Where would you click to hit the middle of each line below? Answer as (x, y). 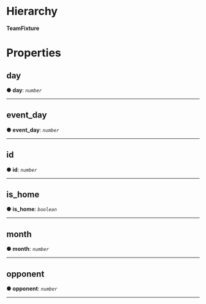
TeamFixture (23, 28)
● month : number (28, 249)
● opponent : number (32, 288)
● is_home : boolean (32, 209)
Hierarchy (32, 11)
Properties (34, 53)
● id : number (22, 169)
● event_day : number (33, 130)
